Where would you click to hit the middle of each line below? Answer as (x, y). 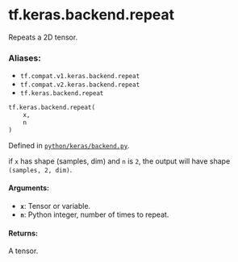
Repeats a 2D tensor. (43, 37)
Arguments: (29, 188)
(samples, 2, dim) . (40, 169)
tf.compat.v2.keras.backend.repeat (80, 85)
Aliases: (25, 58)
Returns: (23, 233)
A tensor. (23, 251)
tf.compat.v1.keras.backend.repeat (80, 77)
